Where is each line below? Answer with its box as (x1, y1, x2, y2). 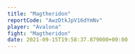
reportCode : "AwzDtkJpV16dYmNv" (7, 17, 102, 24)
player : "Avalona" (7, 23, 61, 30)
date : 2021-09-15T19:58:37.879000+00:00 (7, 36, 129, 43)
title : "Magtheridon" (7, 10, 71, 18)
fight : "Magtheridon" (7, 29, 71, 37)
